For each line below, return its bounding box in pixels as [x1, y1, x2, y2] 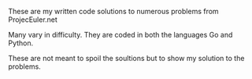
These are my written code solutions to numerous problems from [8, 7, 219, 16]
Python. [8, 38, 34, 48]
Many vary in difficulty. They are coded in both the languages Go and [8, 31, 233, 39]
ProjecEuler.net [8, 15, 57, 24]
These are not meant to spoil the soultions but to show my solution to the [8, 54, 245, 63]
